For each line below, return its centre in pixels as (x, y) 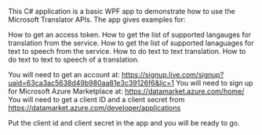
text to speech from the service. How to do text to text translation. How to (127, 51)
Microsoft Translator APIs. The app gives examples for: (97, 20)
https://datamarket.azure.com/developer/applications (95, 108)
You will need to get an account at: (64, 75)
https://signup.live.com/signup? (173, 75)
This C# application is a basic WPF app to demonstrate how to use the (122, 11)
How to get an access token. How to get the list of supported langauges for (130, 35)
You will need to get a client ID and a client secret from (96, 99)
